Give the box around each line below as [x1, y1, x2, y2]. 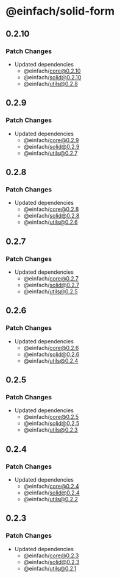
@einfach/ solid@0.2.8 [23, 212, 80, 219]
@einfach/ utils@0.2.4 [23, 357, 79, 364]
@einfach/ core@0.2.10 [23, 67, 81, 74]
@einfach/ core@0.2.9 [23, 136, 79, 144]
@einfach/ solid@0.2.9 [23, 143, 80, 150]
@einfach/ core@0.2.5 [23, 413, 79, 421]
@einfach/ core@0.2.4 [23, 483, 80, 490]
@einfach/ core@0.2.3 [23, 552, 79, 559]
